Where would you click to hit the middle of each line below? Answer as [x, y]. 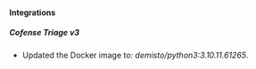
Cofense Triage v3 [45, 33]
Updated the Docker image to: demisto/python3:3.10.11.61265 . [135, 55]
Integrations [33, 12]
